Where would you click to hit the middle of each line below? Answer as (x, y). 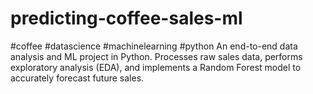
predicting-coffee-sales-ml (126, 18)
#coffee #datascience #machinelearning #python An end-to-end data (154, 46)
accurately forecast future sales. (77, 78)
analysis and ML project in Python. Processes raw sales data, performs (156, 56)
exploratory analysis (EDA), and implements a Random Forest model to (156, 67)
